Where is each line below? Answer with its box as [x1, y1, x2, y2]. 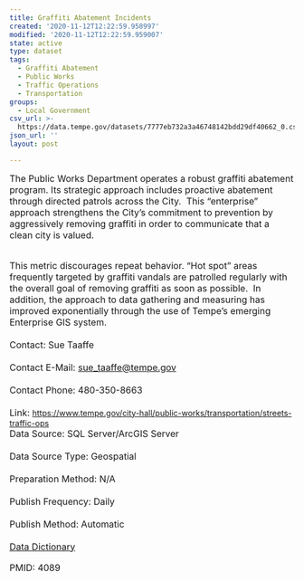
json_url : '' [9, 131, 59, 140]
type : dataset [9, 47, 63, 56]
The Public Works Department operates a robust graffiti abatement [9, 172, 294, 185]
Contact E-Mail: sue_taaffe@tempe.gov [9, 361, 176, 374]
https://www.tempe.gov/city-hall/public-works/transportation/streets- [32, 407, 292, 418]
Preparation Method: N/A [9, 472, 116, 485]
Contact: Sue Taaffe [9, 338, 95, 351]
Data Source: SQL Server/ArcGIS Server [9, 427, 179, 440]
